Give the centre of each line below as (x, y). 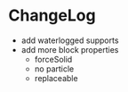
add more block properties (70, 49)
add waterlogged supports (70, 40)
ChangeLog (52, 16)
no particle (54, 69)
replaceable (56, 78)
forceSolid (53, 59)
